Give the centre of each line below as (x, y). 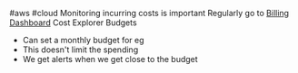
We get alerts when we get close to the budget (110, 59)
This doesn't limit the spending (80, 50)
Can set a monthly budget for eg (83, 40)
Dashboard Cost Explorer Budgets (74, 23)
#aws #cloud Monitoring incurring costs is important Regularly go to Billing (149, 13)
